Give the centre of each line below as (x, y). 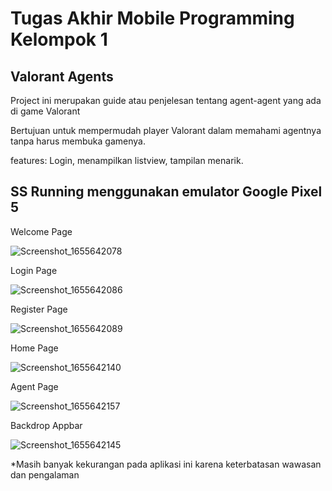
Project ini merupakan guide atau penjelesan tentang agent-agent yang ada (166, 100)
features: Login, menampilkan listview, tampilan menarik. (127, 160)
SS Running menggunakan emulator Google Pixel (166, 192)
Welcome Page (41, 231)
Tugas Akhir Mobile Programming (152, 18)
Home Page (34, 348)
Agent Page (34, 386)
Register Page (39, 309)
